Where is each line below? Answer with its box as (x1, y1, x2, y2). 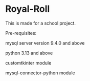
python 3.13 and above (5, 50, 53, 56)
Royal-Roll (5, 3, 50, 15)
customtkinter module (5, 59, 52, 66)
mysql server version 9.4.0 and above (5, 39, 85, 46)
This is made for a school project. (5, 20, 76, 26)
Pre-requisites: (5, 30, 37, 36)
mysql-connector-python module (5, 70, 75, 76)
